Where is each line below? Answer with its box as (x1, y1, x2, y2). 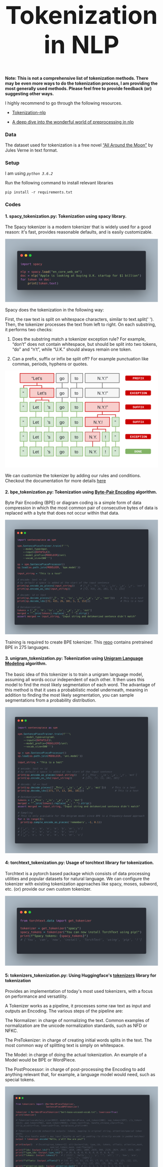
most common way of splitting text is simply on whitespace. (5, 1042, 125, 1048)
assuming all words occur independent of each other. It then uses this (5, 676, 145, 682)
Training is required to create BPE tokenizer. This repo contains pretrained (5, 639, 153, 645)
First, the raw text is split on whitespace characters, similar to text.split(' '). (5, 316, 154, 323)
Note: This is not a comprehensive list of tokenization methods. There (5, 75, 149, 81)
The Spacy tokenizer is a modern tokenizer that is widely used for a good (5, 224, 151, 230)
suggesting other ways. (5, 90, 54, 96)
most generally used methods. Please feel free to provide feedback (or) (5, 85, 152, 91)
